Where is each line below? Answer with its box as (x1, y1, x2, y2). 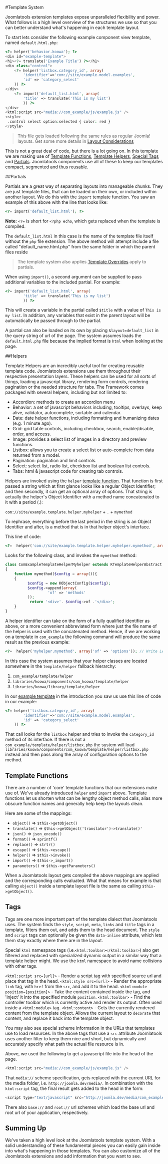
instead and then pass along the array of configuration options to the (5, 751, 147, 758)
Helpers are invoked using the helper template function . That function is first (5, 478, 163, 484)
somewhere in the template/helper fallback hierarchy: (5, 663, 116, 669)
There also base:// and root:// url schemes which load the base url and (5, 1104, 155, 1110)
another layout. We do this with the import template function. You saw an (5, 194, 155, 200)
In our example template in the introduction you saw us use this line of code (5, 693, 161, 699)
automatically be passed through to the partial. (5, 318, 101, 324)
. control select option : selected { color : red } (7, 119, 111, 124)
